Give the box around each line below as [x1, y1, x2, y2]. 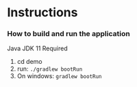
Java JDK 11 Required [7, 44, 68, 52]
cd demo [16, 58, 42, 66]
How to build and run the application [7, 29, 130, 39]
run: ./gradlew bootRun [16, 65, 83, 73]
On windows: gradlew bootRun [16, 72, 102, 80]
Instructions [7, 5, 78, 20]
